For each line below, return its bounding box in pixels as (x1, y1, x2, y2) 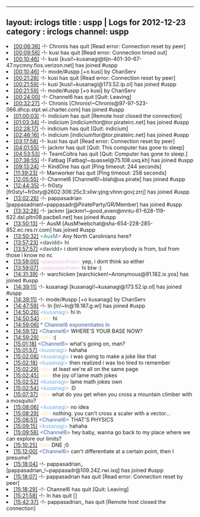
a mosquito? (6, 397, 37, 404)
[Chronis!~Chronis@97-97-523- (69, 99, 148, 107)
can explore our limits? (6, 435, 62, 442)
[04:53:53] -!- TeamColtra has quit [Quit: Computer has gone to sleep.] (14, 150, 188, 157)
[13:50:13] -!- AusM (14, 220, 61, 227)
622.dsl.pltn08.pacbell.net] (6, 213, 73, 220)
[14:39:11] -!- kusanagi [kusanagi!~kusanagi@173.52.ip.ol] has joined (14, 283, 182, 290)
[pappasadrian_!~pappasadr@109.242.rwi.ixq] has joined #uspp (6, 466, 164, 474)
